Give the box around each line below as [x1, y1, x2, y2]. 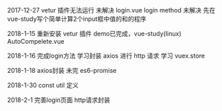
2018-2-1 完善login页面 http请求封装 [7, 96, 111, 104]
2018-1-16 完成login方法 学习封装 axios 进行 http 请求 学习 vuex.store [7, 51, 205, 60]
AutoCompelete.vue [7, 37, 65, 45]
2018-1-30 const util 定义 [7, 81, 79, 89]
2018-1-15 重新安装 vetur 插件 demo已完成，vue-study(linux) [7, 30, 182, 37]
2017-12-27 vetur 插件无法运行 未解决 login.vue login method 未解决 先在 [7, 6, 216, 14]
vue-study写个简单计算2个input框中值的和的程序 [7, 15, 147, 23]
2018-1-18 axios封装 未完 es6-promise [7, 67, 117, 74]
